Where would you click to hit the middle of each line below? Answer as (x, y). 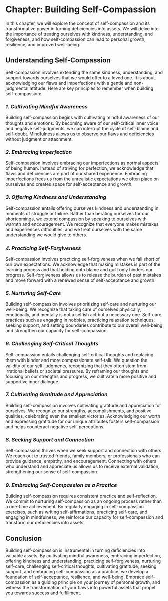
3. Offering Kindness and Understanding (56, 197)
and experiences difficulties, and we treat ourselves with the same (74, 229)
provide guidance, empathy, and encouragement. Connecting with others (81, 461)
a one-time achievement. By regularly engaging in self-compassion (75, 507)
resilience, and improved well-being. (43, 44)
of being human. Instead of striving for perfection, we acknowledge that (79, 168)
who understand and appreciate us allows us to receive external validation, (82, 467)
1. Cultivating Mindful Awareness (46, 106)
